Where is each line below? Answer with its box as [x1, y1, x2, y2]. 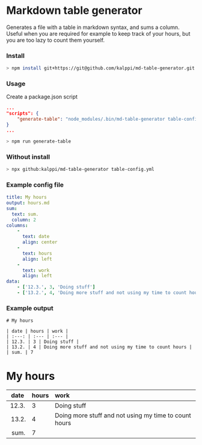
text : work [22, 267, 50, 274]
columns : [6, 222, 28, 228]
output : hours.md [6, 200, 50, 206]
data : [6, 278, 20, 284]
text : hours [22, 250, 52, 257]
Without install [6, 152, 50, 161]
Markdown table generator [6, 4, 142, 18]
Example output [6, 304, 54, 312]
